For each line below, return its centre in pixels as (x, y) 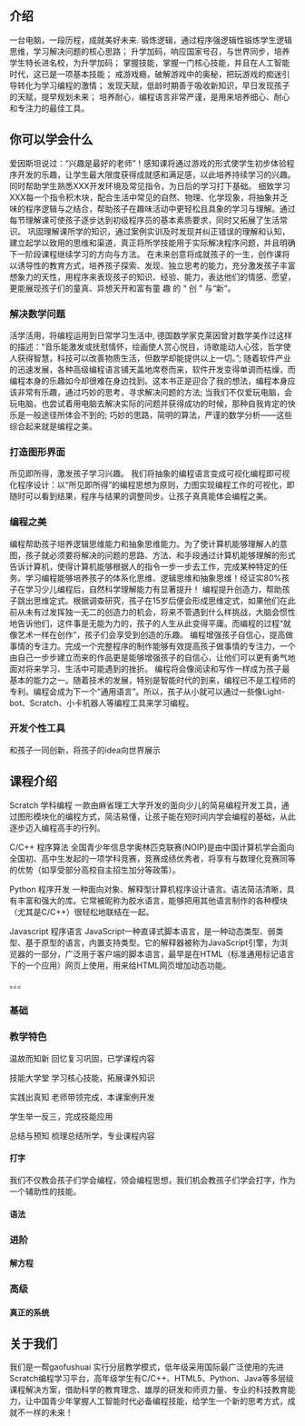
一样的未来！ (49, 1412)
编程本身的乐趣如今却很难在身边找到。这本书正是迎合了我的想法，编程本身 (148, 381)
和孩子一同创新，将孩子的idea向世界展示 (85, 750)
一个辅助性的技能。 (45, 1192)
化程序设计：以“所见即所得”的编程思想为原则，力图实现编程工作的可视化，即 (152, 485)
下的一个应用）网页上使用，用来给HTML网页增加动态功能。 (120, 965)
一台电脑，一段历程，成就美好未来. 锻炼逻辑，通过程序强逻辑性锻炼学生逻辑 (151, 40)
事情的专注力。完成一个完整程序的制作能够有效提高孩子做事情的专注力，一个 (152, 646)
